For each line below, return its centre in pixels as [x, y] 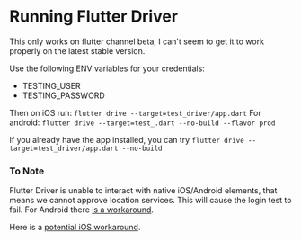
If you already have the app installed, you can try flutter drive [127, 139]
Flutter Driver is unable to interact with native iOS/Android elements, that [143, 191]
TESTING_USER [51, 85]
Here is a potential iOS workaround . [75, 228]
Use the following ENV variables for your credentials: [107, 68]
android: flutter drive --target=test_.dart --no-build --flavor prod [142, 122]
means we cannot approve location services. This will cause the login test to [150, 201]
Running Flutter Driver [93, 17]
